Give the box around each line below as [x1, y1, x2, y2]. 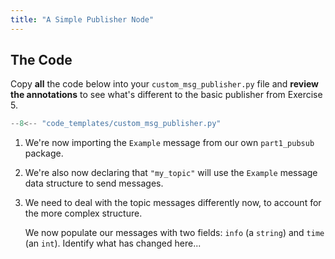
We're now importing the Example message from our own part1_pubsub [24, 137, 315, 149]
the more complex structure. [24, 207, 143, 220]
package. [24, 147, 64, 160]
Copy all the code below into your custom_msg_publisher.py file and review [10, 78, 319, 90]
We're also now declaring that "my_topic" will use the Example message [24, 167, 318, 179]
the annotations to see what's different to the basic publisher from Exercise [10, 89, 323, 101]
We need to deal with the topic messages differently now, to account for [24, 197, 322, 209]
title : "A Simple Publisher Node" [10, 14, 155, 25]
